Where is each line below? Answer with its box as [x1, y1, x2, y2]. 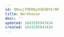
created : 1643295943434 [5, 25, 53, 30]
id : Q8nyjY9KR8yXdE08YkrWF [5, 7, 60, 12]
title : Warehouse [5, 12, 40, 16]
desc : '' [5, 16, 23, 21]
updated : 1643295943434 [5, 20, 53, 25]
